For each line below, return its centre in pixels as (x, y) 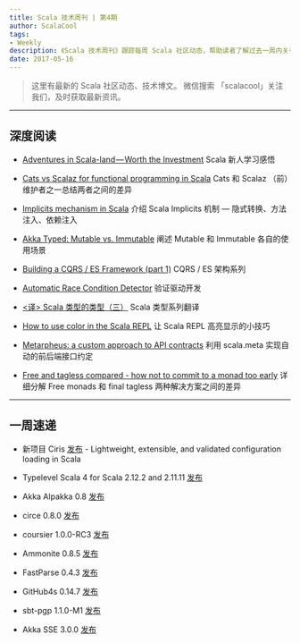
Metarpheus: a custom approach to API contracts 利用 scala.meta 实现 (152, 344)
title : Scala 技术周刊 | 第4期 (63, 17)
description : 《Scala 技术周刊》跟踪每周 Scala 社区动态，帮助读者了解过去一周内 (146, 51)
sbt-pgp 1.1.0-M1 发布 (61, 610)
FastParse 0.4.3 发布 (60, 572)
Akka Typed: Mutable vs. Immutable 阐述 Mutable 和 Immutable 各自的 (151, 239)
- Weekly (25, 42)
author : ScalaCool (43, 26)
